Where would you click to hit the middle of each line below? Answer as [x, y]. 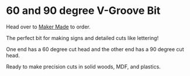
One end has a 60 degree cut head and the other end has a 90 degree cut [95, 49]
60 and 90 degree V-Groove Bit [83, 11]
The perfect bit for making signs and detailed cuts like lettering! [82, 38]
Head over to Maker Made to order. [48, 27]
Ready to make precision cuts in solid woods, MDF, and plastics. [83, 66]
